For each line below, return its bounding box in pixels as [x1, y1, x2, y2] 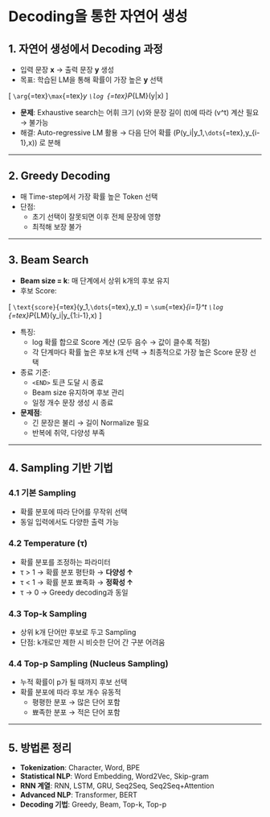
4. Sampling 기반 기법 [8, 461, 114, 475]
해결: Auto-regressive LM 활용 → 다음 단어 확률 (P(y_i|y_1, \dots [19, 128, 223, 137]
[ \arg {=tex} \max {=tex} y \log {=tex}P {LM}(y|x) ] [8, 91, 169, 101]
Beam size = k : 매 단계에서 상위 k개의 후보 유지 [19, 276, 170, 285]
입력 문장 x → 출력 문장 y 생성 [19, 65, 115, 74]
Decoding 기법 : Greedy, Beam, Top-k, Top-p [19, 799, 167, 810]
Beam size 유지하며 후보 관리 [31, 388, 125, 397]
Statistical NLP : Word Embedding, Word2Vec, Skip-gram [19, 771, 209, 782]
